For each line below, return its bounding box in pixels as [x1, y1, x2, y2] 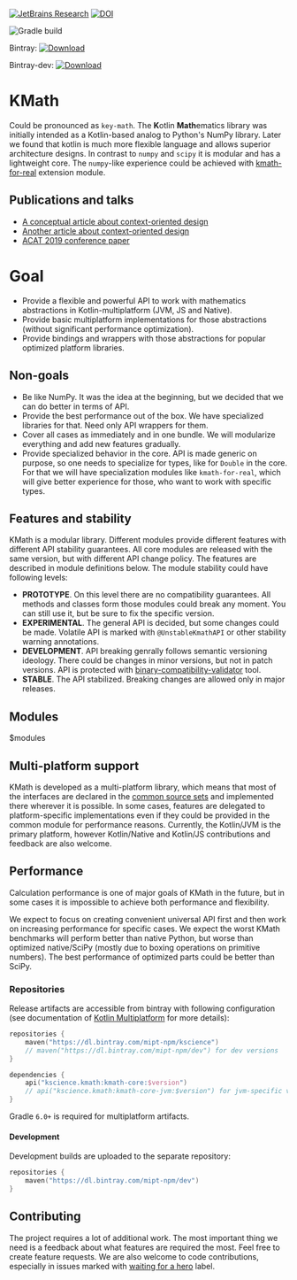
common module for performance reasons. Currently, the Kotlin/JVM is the [9, 819, 281, 829]
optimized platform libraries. [21, 342, 126, 353]
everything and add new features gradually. [21, 438, 181, 449]
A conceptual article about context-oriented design [21, 216, 209, 227]
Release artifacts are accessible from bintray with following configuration [9, 1003, 276, 1014]
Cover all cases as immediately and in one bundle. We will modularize [21, 429, 276, 440]
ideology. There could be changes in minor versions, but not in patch [21, 655, 273, 666]
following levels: [9, 572, 68, 583]
